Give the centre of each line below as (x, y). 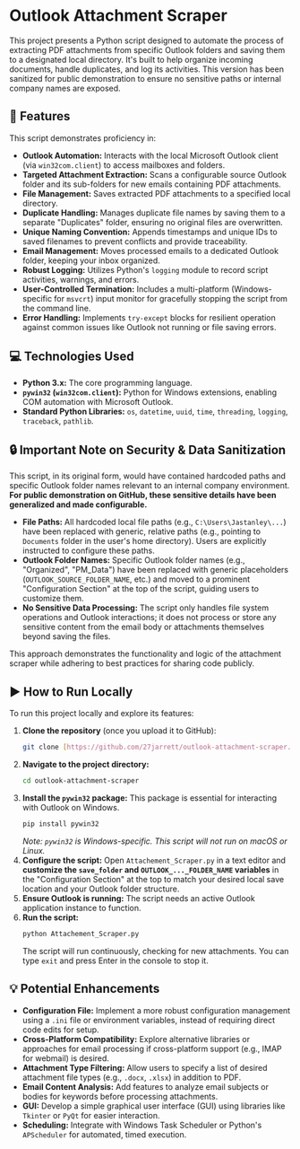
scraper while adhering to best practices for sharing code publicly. (132, 663)
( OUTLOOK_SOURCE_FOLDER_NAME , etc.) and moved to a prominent (136, 579)
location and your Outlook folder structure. (101, 889)
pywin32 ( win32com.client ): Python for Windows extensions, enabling (150, 392)
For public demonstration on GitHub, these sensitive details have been (143, 496)
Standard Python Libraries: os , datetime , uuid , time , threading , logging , (155, 411)
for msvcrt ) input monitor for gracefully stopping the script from (171, 298)
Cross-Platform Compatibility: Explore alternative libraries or (136, 1039)
